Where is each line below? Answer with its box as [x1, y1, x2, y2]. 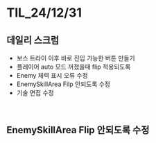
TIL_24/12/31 [6, 5, 83, 21]
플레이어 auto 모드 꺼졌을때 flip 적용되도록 [16, 62, 131, 71]
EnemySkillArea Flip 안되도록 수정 [6, 124, 150, 136]
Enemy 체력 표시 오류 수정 [16, 71, 88, 79]
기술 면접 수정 [16, 89, 54, 96]
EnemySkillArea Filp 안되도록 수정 [16, 80, 110, 88]
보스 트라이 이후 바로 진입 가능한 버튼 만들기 [16, 54, 136, 62]
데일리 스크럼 [6, 34, 60, 46]
